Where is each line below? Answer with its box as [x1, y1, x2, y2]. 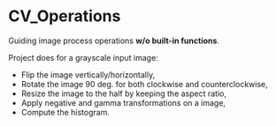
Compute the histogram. [20, 107, 110, 117]
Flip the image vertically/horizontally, [20, 69, 156, 80]
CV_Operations [8, 6, 121, 26]
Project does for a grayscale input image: [8, 52, 158, 63]
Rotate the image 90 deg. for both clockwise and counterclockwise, [20, 78, 269, 89]
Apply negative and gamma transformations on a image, [20, 97, 226, 107]
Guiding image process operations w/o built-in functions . [8, 35, 220, 46]
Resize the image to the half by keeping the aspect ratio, [20, 88, 227, 99]
